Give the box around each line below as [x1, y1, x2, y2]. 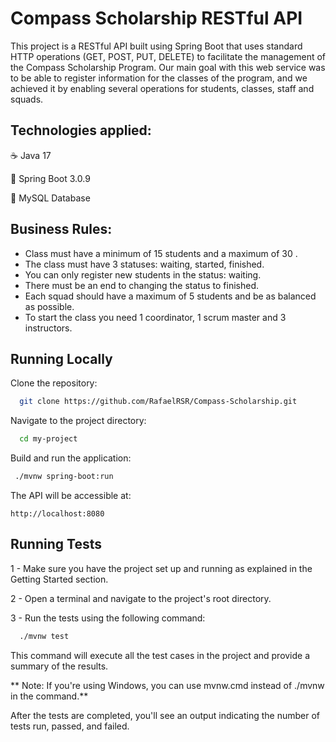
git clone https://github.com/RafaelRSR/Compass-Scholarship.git [19, 397, 298, 407]
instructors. [24, 322, 73, 334]
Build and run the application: [10, 452, 132, 464]
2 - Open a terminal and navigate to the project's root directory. [10, 592, 272, 604]
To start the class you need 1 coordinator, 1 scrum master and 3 [24, 311, 287, 323]
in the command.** [10, 690, 89, 702]
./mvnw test [19, 631, 70, 641]
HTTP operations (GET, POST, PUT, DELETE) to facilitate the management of [10, 50, 326, 62]
